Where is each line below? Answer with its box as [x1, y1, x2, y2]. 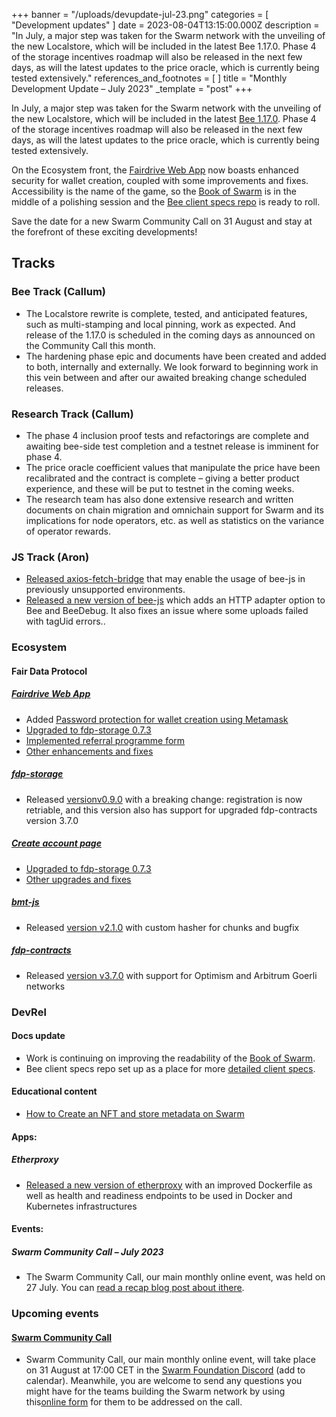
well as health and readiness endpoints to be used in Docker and [25, 1189, 293, 1201]
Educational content [11, 1085, 98, 1098]
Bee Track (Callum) [11, 285, 107, 299]
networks [25, 980, 66, 992]
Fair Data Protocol [11, 665, 88, 677]
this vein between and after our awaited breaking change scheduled [25, 371, 308, 383]
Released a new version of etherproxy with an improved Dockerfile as [25, 1179, 313, 1191]
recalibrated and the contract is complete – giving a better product [25, 472, 300, 484]
